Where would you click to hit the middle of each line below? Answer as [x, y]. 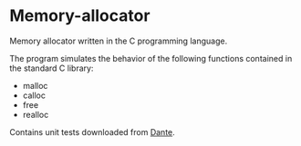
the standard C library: [52, 68]
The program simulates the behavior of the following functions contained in [151, 58]
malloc [35, 85]
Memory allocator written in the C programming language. [119, 41]
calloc [34, 95]
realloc [36, 114]
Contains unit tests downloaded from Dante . [92, 131]
